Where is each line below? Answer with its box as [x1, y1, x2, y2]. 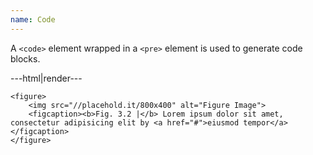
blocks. [10, 52, 41, 65]
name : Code [10, 14, 56, 25]
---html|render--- [10, 72, 83, 84]
